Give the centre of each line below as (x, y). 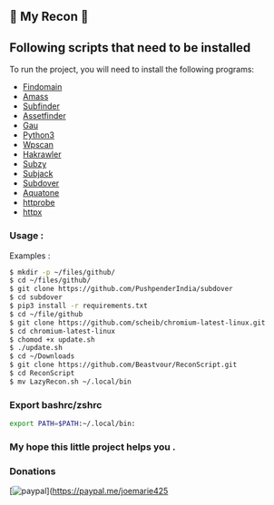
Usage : (27, 236)
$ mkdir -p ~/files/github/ (63, 272)
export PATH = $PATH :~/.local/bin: (73, 424)
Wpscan (38, 145)
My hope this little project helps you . (93, 447)
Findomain (42, 87)
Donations (33, 471)
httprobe (39, 203)
